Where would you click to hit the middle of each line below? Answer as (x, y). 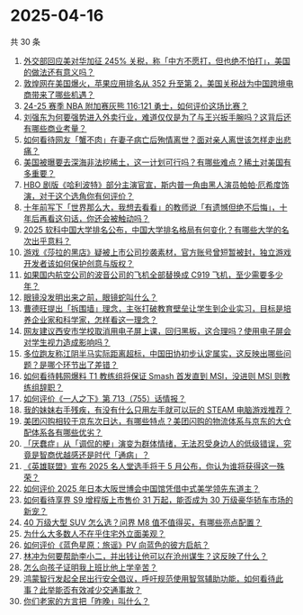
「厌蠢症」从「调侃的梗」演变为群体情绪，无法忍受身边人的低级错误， (153, 443)
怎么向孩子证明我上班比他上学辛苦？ (90, 567)
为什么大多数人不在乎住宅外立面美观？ (94, 533)
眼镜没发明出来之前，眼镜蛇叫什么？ (90, 297)
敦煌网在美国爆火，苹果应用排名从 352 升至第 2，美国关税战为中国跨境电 (158, 83)
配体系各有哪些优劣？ (62, 432)
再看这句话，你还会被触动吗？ (94, 218)
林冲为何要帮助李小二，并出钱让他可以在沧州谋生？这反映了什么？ (145, 556)
